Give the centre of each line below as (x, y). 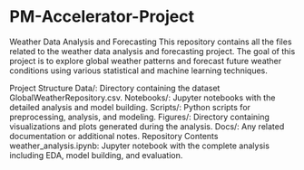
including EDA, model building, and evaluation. (96, 155)
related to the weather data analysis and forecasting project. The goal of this (152, 51)
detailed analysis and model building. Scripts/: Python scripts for (130, 107)
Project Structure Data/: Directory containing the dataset (115, 88)
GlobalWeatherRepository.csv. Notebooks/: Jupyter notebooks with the (142, 98)
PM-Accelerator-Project (102, 17)
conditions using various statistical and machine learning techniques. (138, 71)
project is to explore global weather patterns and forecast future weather (146, 61)
